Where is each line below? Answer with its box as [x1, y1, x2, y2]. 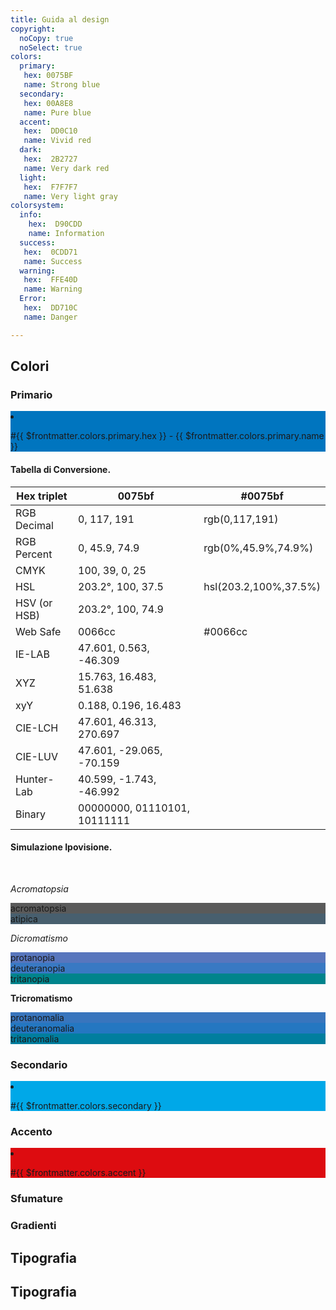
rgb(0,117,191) [203, 512, 279, 526]
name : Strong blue [23, 80, 101, 90]
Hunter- [15, 772, 55, 786]
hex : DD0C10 [23, 126, 78, 136]
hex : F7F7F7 [23, 182, 78, 192]
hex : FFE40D [23, 275, 78, 285]
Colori [10, 358, 50, 375]
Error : [19, 294, 47, 304]
